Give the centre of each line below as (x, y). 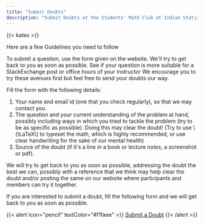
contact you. (31, 108)
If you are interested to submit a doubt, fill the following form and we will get (102, 196)
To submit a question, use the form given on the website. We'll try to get (96, 58)
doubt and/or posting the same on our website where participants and (94, 178)
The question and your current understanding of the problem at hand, (102, 114)
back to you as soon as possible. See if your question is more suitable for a (100, 65)
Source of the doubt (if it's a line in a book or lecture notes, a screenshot (106, 147)
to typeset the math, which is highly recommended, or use (113, 134)
